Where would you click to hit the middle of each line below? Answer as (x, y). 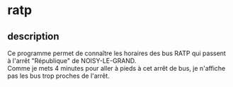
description (33, 36)
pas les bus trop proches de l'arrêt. (58, 76)
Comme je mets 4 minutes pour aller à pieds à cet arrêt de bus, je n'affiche (116, 68)
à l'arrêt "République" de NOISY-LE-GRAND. (72, 61)
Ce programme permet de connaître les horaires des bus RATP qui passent (117, 53)
